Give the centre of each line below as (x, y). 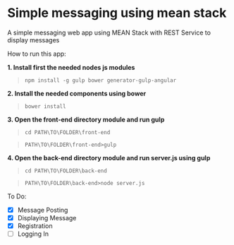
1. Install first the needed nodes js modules (71, 67)
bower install (45, 106)
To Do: (17, 196)
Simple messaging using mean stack (117, 13)
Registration (35, 226)
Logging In (33, 234)
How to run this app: (37, 54)
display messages (33, 40)
